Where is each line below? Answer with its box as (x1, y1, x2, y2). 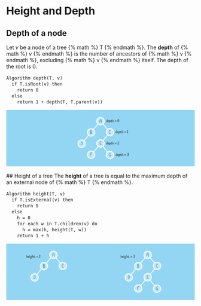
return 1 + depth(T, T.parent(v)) (17, 99, 103, 105)
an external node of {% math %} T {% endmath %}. (6, 179, 133, 186)
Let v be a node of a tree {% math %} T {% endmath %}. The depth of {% (6, 44, 188, 51)
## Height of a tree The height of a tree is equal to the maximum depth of (6, 172, 188, 180)
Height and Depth (6, 4, 96, 18)
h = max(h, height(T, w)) (22, 227, 87, 233)
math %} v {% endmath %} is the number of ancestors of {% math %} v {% (6, 50, 192, 57)
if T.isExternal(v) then (11, 197, 74, 203)
